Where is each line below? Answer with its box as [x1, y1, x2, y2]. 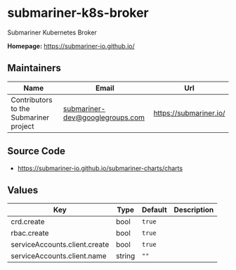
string [115, 251, 136, 261]
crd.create [11, 217, 45, 226]
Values [7, 184, 39, 196]
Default [141, 205, 167, 215]
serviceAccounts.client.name [11, 251, 107, 261]
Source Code [7, 146, 65, 157]
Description [173, 205, 214, 215]
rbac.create [11, 229, 49, 238]
